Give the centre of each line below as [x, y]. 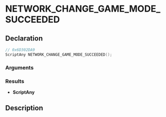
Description [24, 108]
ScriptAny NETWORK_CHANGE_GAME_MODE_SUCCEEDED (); [59, 54]
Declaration [24, 38]
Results [15, 81]
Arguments [20, 67]
